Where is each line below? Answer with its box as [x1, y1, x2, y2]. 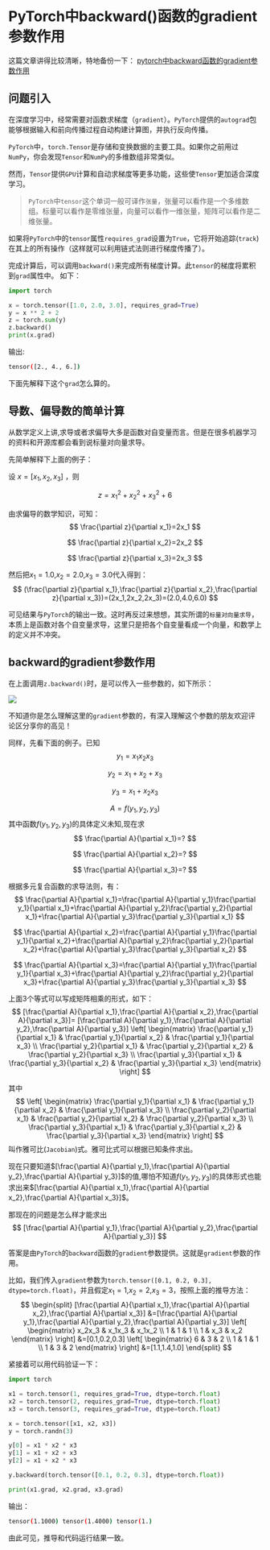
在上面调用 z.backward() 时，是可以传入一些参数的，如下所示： [8, 678, 214, 688]
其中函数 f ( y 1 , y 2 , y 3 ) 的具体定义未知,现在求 [8, 819, 145, 831]
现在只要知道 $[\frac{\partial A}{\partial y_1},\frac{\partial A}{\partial [8, 1161, 231, 1171]
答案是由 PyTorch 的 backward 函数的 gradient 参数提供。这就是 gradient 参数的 [8, 1248, 254, 1258]
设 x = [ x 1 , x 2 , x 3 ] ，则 [8, 471, 80, 483]
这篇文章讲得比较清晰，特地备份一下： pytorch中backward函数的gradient [8, 56, 252, 65]
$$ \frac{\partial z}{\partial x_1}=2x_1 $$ [69, 521, 201, 532]
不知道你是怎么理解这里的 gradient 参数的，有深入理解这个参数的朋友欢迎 [8, 711, 249, 720]
